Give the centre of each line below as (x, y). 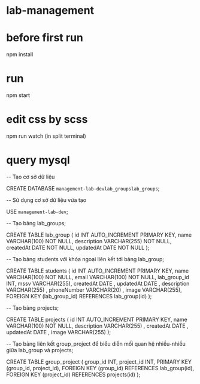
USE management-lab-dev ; (37, 211)
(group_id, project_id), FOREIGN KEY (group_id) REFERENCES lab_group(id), (100, 368)
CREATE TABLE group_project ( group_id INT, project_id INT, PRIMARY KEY (99, 362)
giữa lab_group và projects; (40, 350)
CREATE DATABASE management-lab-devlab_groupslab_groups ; (83, 188)
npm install (20, 55)
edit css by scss (47, 120)
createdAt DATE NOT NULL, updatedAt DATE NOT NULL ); (78, 247)
